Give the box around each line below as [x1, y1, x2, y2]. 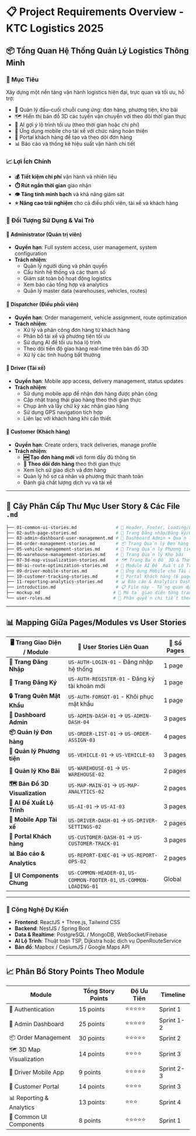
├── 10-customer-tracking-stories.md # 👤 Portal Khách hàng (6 [6, 574, 179, 579]
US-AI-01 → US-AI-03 [68, 802, 125, 810]
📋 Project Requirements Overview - [6, 5, 184, 19]
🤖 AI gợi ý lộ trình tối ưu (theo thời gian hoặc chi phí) [14, 121, 140, 128]
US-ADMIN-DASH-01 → [68, 711, 124, 719]
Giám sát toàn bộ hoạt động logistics [23, 275, 112, 282]
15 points [78, 1005, 105, 1014]
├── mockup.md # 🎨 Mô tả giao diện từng [6, 590, 179, 596]
